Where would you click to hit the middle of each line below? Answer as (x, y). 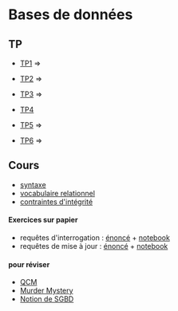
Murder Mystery (46, 291)
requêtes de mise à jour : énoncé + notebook (94, 246)
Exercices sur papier (43, 220)
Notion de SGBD (47, 299)
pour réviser (29, 264)
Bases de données (71, 15)
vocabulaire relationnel (57, 193)
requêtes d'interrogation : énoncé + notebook (95, 238)
